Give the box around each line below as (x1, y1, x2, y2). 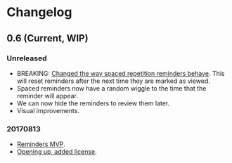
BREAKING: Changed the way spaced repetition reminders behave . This (16, 69, 226, 77)
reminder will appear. (16, 91, 79, 100)
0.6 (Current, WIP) (6, 32, 89, 44)
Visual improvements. (16, 106, 80, 115)
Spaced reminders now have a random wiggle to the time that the (16, 84, 207, 92)
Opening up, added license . (16, 148, 98, 156)
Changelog (6, 4, 72, 20)
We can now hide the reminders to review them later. (16, 99, 170, 107)
